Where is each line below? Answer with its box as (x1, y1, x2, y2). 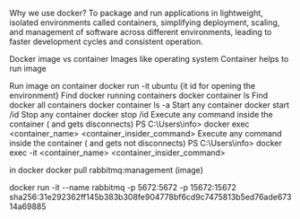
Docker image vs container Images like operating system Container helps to (9, 54, 289, 64)
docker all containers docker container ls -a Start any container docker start (9, 100, 289, 110)
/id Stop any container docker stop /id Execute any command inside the (9, 109, 273, 119)
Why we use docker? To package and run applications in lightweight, (9, 8, 264, 18)
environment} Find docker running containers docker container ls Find (9, 90, 269, 101)
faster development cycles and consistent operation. (9, 36, 203, 47)
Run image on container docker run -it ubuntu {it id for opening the (9, 81, 256, 91)
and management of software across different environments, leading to (9, 27, 272, 37)
